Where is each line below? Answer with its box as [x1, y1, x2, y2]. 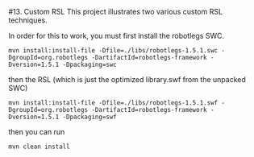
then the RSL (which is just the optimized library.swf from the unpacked [8, 75, 246, 84]
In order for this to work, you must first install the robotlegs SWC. [8, 31, 224, 40]
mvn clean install [8, 143, 70, 151]
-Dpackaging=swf [62, 113, 117, 121]
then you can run [8, 127, 65, 136]
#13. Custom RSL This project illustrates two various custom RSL [8, 7, 223, 16]
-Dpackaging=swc [62, 60, 117, 68]
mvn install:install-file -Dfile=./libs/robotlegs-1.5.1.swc [8, 47, 219, 55]
